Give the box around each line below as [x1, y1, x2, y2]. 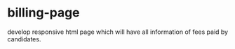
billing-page [7, 5, 80, 21]
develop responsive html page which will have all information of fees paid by [7, 28, 229, 36]
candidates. [7, 35, 41, 43]
